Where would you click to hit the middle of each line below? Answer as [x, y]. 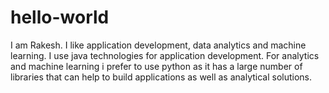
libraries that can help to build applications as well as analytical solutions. [161, 77]
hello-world [60, 17]
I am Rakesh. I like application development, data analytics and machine [158, 45]
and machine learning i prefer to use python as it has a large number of [156, 66]
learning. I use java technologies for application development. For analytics [165, 55]
